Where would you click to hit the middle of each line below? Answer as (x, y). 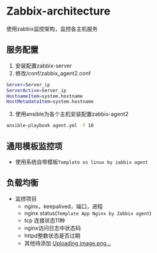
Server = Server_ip (28, 85)
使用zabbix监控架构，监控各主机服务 (52, 29)
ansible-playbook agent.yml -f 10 (50, 126)
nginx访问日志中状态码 (52, 228)
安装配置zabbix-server (43, 66)
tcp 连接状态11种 (44, 220)
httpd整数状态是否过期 (52, 235)
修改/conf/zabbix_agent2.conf (53, 73)
